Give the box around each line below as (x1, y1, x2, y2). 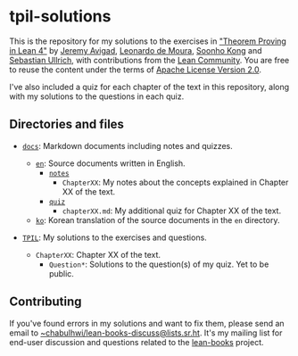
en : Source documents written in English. (35, 158, 186, 169)
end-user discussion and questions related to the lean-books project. (9, 336, 265, 347)
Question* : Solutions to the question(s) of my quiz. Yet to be (48, 259, 269, 269)
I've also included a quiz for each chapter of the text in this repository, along (9, 81, 290, 92)
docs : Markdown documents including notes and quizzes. (21, 140, 234, 151)
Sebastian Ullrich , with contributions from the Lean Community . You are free (9, 54, 290, 65)
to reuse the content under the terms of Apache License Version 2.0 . (9, 64, 261, 75)
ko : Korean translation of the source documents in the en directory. (35, 214, 280, 225)
